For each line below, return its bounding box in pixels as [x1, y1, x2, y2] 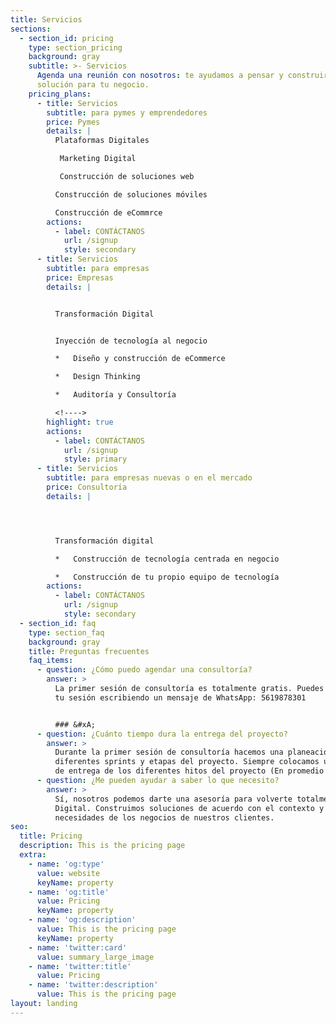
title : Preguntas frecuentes [28, 646, 150, 656]
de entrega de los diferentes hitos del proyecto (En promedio [54, 766, 325, 776]
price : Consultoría [46, 482, 128, 492]
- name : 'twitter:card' [28, 942, 128, 953]
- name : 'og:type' [28, 859, 105, 869]
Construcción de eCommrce [54, 207, 163, 218]
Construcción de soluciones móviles [54, 189, 208, 200]
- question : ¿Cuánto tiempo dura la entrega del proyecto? [36, 729, 288, 739]
